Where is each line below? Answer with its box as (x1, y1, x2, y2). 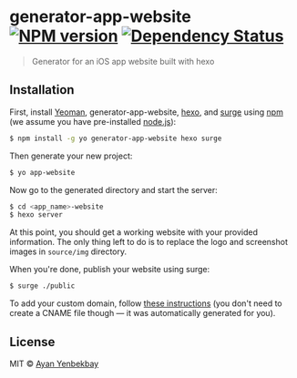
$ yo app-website (9, 168, 76, 177)
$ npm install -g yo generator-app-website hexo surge (9, 134, 222, 143)
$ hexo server (9, 210, 64, 220)
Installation (9, 82, 75, 97)
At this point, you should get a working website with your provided (9, 227, 258, 238)
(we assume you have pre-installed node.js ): (9, 116, 177, 127)
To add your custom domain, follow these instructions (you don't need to (9, 298, 282, 309)
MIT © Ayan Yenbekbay (9, 358, 99, 369)
